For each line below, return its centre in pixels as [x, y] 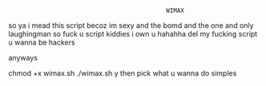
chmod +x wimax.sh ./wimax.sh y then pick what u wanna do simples [123, 73]
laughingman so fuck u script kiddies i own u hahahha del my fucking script [133, 34]
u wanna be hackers [42, 42]
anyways [23, 58]
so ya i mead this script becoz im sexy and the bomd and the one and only [131, 25]
